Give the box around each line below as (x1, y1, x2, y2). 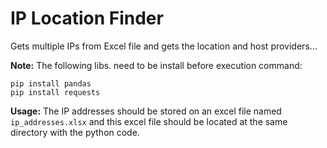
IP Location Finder (10, 7, 164, 30)
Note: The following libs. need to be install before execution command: (10, 59, 303, 71)
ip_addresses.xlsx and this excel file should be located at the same (10, 115, 288, 127)
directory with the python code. (10, 126, 140, 138)
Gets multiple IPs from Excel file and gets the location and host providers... (10, 40, 318, 52)
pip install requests (10, 87, 101, 97)
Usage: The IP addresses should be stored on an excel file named (10, 105, 282, 117)
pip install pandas (10, 78, 92, 89)
